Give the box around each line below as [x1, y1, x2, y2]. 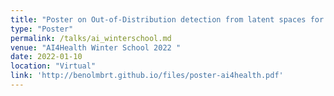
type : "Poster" [10, 24, 74, 34]
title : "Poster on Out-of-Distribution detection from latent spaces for [10, 14, 325, 25]
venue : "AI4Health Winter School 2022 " [10, 42, 182, 53]
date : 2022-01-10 [10, 52, 83, 62]
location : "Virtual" [10, 61, 97, 71]
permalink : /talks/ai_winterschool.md [10, 33, 172, 43]
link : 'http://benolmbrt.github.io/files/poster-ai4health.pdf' [10, 71, 284, 81]
